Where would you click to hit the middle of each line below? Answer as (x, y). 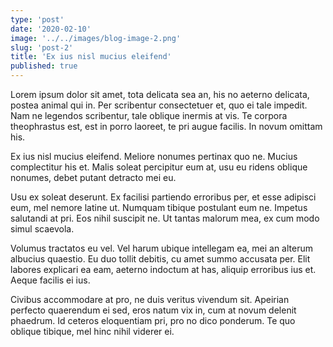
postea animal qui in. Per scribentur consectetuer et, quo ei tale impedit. (159, 105)
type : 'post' (37, 19)
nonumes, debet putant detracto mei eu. (93, 177)
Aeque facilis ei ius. (50, 280)
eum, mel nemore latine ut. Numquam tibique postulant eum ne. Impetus (159, 207)
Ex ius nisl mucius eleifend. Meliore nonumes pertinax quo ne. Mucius (154, 156)
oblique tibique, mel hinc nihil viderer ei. (92, 331)
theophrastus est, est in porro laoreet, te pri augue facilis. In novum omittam (166, 126)
